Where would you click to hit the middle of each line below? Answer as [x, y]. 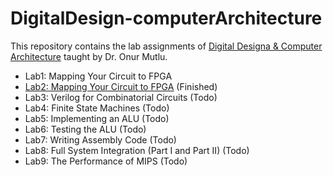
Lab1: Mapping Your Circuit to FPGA [98, 76]
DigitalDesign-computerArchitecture [166, 18]
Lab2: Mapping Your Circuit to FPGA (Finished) [121, 86]
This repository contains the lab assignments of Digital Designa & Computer [166, 46]
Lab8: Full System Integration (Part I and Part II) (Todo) [137, 150]
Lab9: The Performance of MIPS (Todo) [106, 161]
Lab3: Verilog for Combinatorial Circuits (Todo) [121, 97]
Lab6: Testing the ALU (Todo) [85, 129]
